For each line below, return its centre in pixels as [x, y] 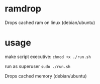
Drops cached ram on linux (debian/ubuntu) [50, 22]
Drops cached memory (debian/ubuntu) [46, 76]
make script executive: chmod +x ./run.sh [48, 56]
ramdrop [23, 9]
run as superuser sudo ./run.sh [38, 66]
